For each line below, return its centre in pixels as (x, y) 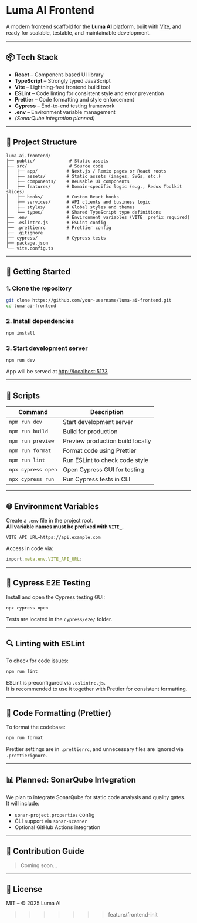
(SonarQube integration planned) (55, 118)
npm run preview (32, 441)
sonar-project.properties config (55, 814)
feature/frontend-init (133, 915)
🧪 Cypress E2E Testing (48, 583)
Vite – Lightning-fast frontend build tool (62, 87)
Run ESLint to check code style (105, 460)
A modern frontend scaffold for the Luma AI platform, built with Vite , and (94, 26)
